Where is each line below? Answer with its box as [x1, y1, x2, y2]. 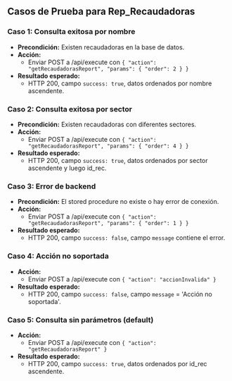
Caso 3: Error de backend [7, 181, 96, 191]
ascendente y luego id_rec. [27, 164, 107, 172]
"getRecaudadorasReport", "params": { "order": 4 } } [27, 143, 189, 150]
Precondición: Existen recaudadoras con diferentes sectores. [17, 120, 197, 128]
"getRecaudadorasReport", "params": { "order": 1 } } [27, 220, 189, 227]
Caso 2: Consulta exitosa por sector [7, 104, 132, 114]
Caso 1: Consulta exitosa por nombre [7, 27, 136, 37]
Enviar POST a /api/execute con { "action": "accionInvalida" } [27, 274, 217, 283]
